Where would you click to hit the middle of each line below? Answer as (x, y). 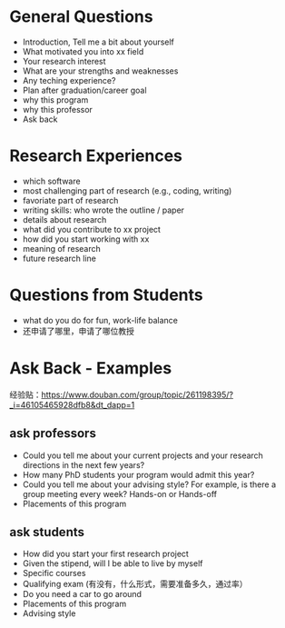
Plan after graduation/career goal (84, 90)
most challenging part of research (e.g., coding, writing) (127, 190)
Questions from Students (107, 295)
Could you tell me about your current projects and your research (142, 455)
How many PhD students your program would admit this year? (138, 474)
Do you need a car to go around (82, 594)
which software (51, 181)
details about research (64, 219)
